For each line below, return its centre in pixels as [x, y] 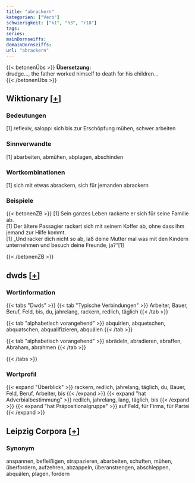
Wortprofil [21, 374]
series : [16, 34]
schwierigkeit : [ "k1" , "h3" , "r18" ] [51, 23]
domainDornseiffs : [29, 45]
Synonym [20, 448]
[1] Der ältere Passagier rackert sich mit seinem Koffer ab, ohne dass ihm [95, 226]
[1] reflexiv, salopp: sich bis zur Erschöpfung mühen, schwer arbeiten [91, 128]
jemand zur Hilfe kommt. [36, 233]
